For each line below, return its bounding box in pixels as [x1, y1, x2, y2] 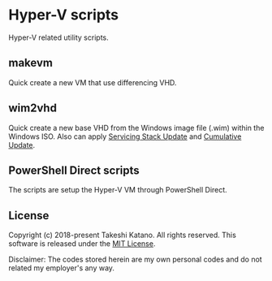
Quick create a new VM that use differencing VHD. [8, 77, 177, 87]
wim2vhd [8, 102, 57, 115]
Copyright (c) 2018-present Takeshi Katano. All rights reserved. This [8, 230, 237, 240]
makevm [8, 56, 53, 70]
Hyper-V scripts [8, 6, 119, 24]
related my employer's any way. [8, 263, 115, 273]
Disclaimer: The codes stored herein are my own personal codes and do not [8, 254, 262, 265]
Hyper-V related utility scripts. [8, 32, 109, 42]
